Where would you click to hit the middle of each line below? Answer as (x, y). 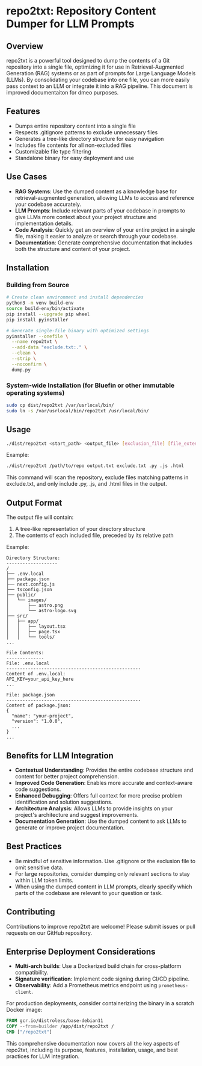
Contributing (31, 912)
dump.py (21, 370)
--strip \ (24, 359)
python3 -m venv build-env (40, 303)
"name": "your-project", (43, 716)
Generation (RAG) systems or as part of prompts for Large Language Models (101, 73)
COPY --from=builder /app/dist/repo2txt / (60, 1027)
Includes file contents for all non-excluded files (73, 145)
